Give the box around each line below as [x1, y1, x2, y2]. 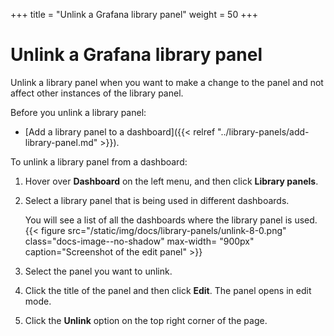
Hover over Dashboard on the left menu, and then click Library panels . [24, 175, 319, 187]
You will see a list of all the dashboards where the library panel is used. [24, 214, 318, 226]
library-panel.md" [24, 136, 98, 148]
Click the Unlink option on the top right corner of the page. [24, 314, 268, 326]
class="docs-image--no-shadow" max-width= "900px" [24, 235, 255, 247]
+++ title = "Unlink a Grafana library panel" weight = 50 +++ [10, 9, 258, 20]
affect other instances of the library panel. [10, 87, 184, 99]
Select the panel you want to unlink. [24, 265, 173, 277]
